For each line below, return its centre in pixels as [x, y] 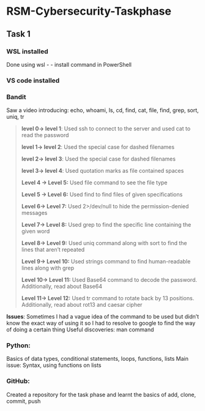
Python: [18, 345]
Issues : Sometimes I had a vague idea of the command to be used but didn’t [102, 317]
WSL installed [27, 51]
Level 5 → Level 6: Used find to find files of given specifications [102, 195]
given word [35, 232]
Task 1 [18, 34]
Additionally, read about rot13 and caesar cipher [82, 305]
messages [34, 213]
